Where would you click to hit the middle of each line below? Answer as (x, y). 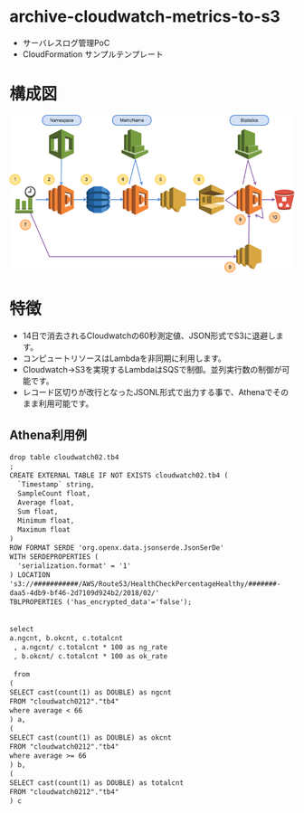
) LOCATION (30, 575)
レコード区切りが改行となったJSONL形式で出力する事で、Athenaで (147, 392)
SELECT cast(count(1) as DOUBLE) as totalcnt (96, 783)
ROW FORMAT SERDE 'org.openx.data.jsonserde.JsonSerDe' (117, 548)
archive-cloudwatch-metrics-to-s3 (145, 17)
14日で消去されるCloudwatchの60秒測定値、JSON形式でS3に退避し (149, 336)
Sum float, (38, 512)
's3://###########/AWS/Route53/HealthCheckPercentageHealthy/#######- (145, 584)
